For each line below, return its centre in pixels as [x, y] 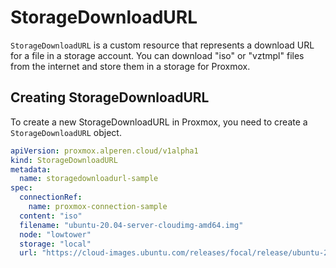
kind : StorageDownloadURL [64, 160]
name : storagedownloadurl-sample [89, 179]
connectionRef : [51, 197]
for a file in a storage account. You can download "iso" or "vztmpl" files [157, 55]
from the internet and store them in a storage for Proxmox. [130, 66]
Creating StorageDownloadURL [110, 97]
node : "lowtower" [55, 234]
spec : [21, 188]
